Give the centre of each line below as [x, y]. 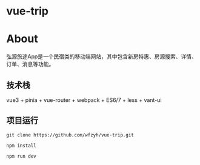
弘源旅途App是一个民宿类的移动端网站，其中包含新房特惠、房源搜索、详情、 [102, 56]
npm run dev [21, 156]
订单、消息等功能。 [30, 64]
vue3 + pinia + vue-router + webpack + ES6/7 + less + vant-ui [84, 100]
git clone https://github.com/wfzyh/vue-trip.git [70, 135]
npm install [21, 146]
